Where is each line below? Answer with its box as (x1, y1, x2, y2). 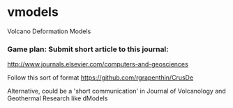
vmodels (7, 4, 59, 20)
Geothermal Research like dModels (7, 94, 108, 102)
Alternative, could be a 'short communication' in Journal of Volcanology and (7, 87, 227, 96)
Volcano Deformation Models (7, 27, 91, 35)
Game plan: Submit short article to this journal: (7, 44, 169, 54)
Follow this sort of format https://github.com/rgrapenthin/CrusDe (7, 73, 194, 82)
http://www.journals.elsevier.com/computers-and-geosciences (7, 60, 188, 69)
